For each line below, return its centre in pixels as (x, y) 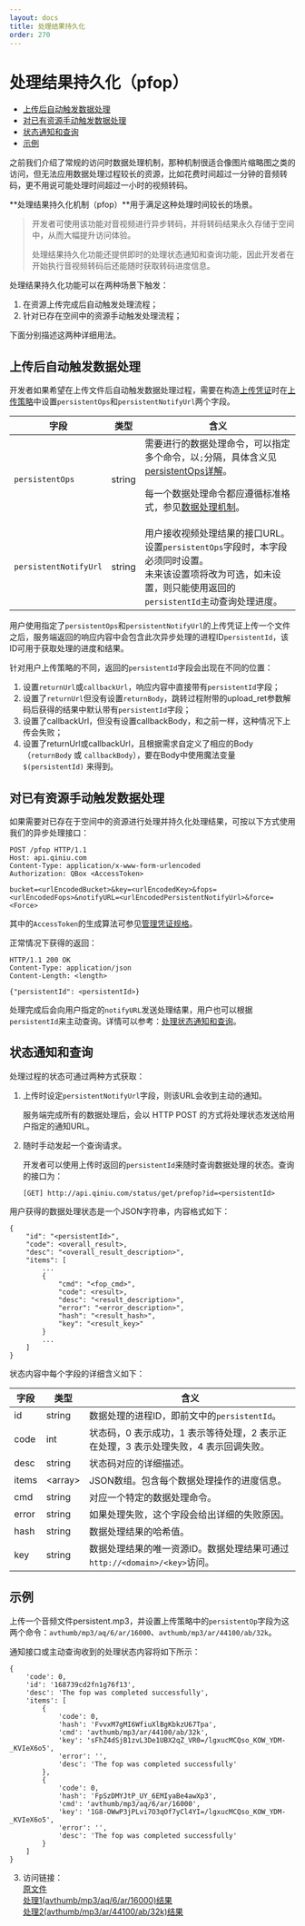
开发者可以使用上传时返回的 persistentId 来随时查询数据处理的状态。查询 (158, 1164)
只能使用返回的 (204, 588)
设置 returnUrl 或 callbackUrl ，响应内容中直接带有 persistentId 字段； (151, 687)
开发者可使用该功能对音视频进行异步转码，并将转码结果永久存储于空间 (163, 224)
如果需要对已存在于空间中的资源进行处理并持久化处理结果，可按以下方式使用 (152, 821)
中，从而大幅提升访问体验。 (84, 235)
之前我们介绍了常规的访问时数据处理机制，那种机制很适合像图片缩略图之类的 (152, 163)
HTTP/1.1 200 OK (40, 960)
